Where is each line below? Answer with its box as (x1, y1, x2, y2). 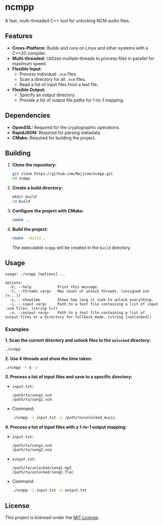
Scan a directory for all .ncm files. (19, 76, 86, 82)
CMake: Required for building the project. (12, 134, 96, 141)
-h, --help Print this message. (9, 285, 99, 289)
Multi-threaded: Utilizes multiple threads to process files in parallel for (12, 55, 155, 61)
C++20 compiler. (12, 50, 46, 56)
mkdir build (12, 194, 37, 200)
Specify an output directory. (19, 92, 76, 98)
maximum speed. (12, 60, 47, 66)
